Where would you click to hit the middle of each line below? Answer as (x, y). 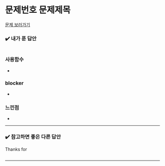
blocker (14, 83)
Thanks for (16, 149)
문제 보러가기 (18, 25)
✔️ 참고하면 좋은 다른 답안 (33, 137)
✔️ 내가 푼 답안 (21, 38)
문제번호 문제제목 (38, 10)
